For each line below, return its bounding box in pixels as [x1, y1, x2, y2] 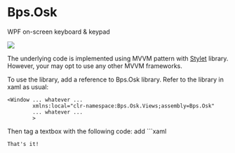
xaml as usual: [7, 82, 49, 91]
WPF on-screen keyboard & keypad [7, 27, 110, 36]
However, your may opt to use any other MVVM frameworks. [7, 61, 182, 70]
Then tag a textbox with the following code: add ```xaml [7, 127, 167, 135]
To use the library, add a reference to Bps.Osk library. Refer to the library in [7, 75, 224, 84]
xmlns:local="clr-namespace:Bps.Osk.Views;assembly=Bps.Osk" [32, 102, 215, 109]
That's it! [7, 140, 39, 147]
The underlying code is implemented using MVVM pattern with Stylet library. [7, 54, 229, 62]
